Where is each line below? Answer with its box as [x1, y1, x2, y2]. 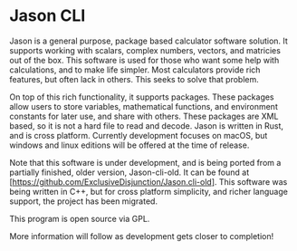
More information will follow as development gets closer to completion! [9, 230, 274, 241]
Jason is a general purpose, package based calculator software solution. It [9, 35, 288, 46]
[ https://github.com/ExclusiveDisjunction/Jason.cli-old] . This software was [9, 176, 288, 187]
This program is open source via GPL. [9, 213, 150, 224]
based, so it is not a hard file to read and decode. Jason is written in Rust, [9, 120, 283, 131]
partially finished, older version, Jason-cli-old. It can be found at [9, 167, 250, 178]
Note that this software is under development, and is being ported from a [9, 157, 282, 168]
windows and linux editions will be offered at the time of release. [9, 140, 250, 150]
